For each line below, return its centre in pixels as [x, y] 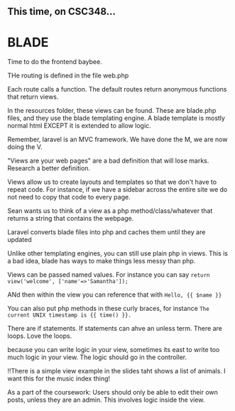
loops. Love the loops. [40, 336]
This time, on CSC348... [61, 12]
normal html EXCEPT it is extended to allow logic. [79, 126]
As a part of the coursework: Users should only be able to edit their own [113, 393]
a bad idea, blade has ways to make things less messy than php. [102, 261]
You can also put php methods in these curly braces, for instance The [108, 309]
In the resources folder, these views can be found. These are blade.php [112, 111]
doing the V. [25, 147]
